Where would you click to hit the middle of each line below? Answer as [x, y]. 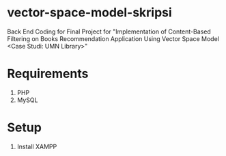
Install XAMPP [37, 146]
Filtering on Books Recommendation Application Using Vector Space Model [113, 38]
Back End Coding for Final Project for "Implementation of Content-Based [109, 31]
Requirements [48, 74]
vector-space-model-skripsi [89, 13]
